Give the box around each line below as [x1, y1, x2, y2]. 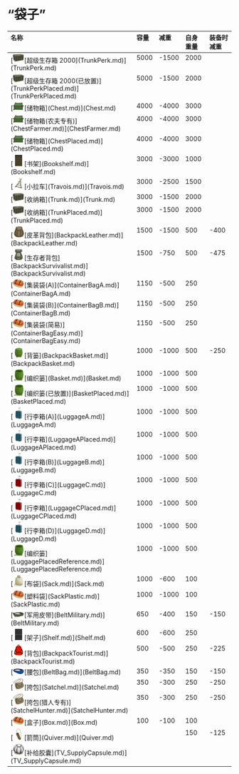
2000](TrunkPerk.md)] [59, 56, 127, 64]
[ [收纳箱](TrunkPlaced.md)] [10, 208, 103, 216]
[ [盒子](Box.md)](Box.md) [10, 718, 98, 726]
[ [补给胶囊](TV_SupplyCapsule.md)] [10, 748, 127, 757]
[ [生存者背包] [10, 254, 60, 263]
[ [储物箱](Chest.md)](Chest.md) [10, 104, 117, 113]
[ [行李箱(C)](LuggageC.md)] [10, 481, 106, 489]
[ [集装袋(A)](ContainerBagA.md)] [10, 281, 119, 290]
